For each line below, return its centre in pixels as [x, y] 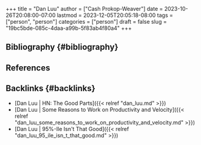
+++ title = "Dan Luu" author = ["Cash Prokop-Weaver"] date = [84, 9]
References [28, 68]
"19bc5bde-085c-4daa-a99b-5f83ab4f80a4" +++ [69, 28]
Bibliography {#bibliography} [62, 47]
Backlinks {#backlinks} [50, 88]
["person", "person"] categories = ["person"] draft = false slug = [87, 22]
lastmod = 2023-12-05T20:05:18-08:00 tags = [115, 15]
